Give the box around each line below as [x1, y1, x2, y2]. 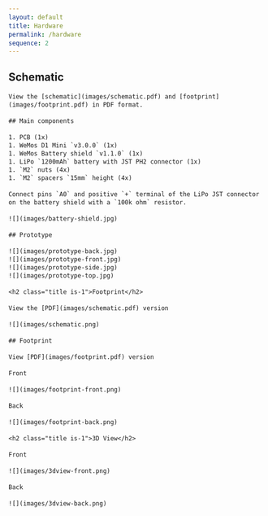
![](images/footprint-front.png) [8, 386, 122, 394]
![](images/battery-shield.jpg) [8, 215, 118, 223]
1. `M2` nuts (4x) [8, 166, 71, 174]
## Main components [8, 117, 75, 125]
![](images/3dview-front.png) [8, 467, 111, 475]
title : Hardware [8, 21, 63, 30]
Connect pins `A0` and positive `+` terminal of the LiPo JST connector [8, 190, 260, 199]
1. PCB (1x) [8, 133, 49, 142]
